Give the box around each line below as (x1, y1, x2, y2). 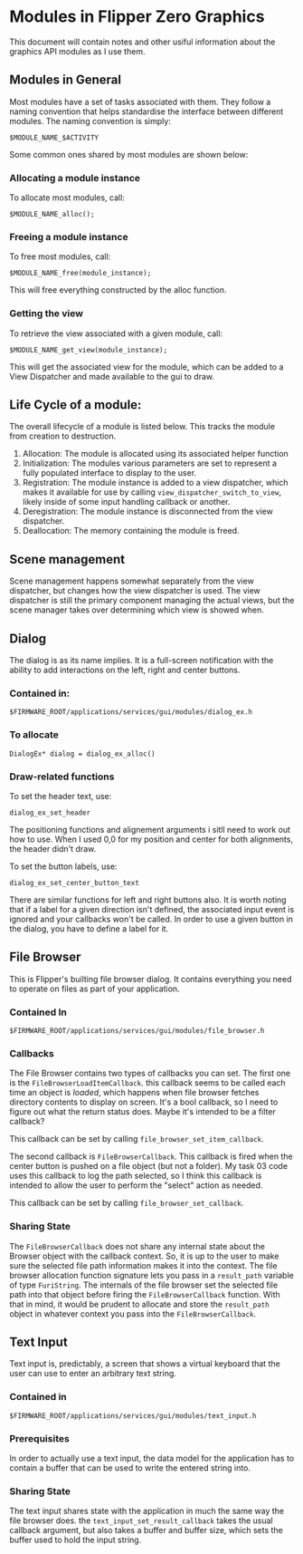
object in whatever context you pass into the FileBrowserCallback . (9, 1308, 256, 1319)
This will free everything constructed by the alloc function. (9, 285, 228, 295)
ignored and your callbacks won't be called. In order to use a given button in (9, 913, 294, 924)
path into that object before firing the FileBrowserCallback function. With (9, 1289, 280, 1299)
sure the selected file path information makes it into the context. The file (9, 1260, 278, 1270)
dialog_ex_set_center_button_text (9, 878, 140, 887)
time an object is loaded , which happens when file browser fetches (9, 1087, 260, 1098)
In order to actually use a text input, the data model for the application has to (9, 1453, 295, 1464)
